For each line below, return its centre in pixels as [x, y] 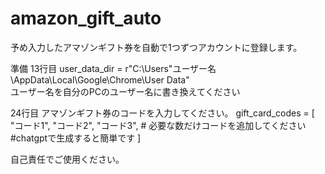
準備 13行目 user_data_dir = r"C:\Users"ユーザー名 [113, 68]
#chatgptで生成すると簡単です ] [76, 138]
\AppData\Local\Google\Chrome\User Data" [100, 79]
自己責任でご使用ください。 [67, 159]
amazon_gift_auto [86, 18]
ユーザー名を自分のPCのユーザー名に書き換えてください [125, 91]
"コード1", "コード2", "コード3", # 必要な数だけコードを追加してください [158, 125]
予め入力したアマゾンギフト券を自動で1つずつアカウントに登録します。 [156, 47]
